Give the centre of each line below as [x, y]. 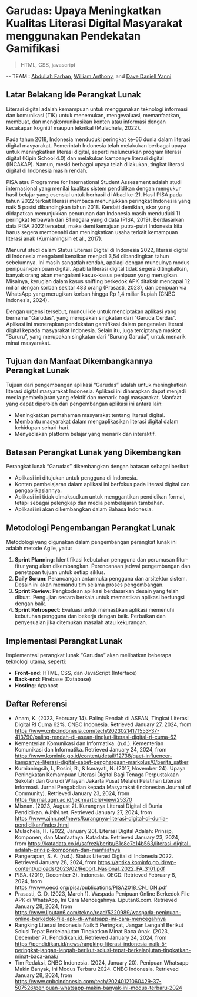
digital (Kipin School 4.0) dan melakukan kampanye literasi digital [85, 158]
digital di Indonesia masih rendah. [47, 170]
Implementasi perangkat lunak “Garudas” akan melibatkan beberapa [89, 655]
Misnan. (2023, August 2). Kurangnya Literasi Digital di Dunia [89, 806]
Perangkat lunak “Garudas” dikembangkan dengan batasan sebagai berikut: [98, 467]
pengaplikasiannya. [38, 490]
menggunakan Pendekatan [74, 36]
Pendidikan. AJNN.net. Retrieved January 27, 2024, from [83, 812]
